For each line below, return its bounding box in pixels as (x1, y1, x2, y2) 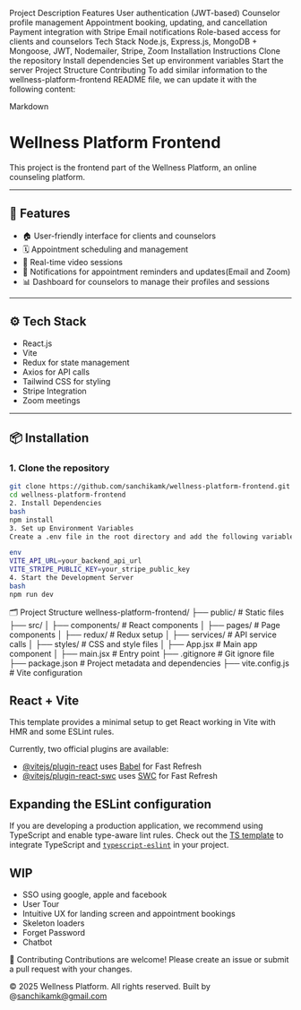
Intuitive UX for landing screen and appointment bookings (21, 909, 236, 919)
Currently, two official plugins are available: (9, 744, 169, 755)
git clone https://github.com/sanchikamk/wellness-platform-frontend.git (9, 482, 291, 491)
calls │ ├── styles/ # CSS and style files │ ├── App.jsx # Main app (9, 638, 258, 649)
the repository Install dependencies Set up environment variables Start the (9, 56, 284, 65)
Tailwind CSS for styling (21, 376, 111, 386)
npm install (9, 515, 54, 524)
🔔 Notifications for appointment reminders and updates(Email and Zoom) (21, 266, 291, 277)
